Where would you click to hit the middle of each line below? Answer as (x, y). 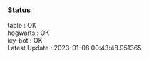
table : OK (22, 26)
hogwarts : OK (29, 33)
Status (19, 10)
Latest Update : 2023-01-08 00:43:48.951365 (74, 48)
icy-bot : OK (25, 41)
